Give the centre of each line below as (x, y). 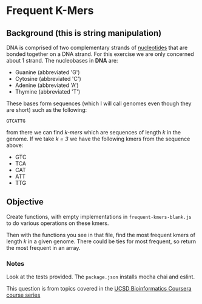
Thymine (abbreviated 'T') (48, 92)
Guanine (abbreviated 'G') (47, 72)
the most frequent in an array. (43, 247)
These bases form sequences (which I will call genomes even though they (99, 103)
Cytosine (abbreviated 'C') (48, 79)
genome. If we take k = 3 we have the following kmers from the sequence (98, 139)
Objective (25, 202)
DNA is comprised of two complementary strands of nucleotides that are (97, 47)
